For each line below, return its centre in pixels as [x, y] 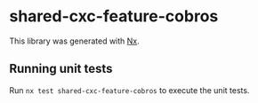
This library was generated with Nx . [74, 41]
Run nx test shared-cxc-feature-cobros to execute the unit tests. [129, 90]
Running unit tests [61, 69]
